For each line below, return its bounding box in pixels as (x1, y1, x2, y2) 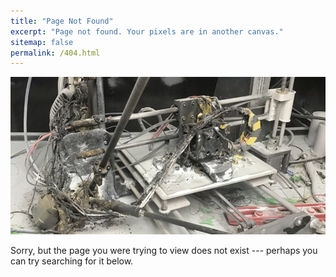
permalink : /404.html (10, 48, 101, 58)
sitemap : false (10, 37, 74, 47)
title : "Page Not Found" (10, 16, 114, 26)
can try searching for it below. (10, 255, 134, 267)
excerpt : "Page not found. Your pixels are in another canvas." (10, 26, 284, 37)
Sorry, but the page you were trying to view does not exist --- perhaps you (10, 245, 318, 257)
